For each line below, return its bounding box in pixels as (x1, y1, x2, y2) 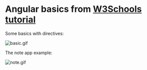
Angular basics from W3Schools (5, 3, 142, 15)
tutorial (5, 14, 36, 25)
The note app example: (5, 50, 53, 56)
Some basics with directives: (5, 30, 64, 36)
